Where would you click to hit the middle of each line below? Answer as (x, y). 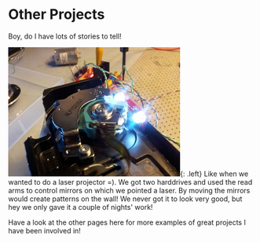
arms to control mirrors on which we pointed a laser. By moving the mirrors (129, 190)
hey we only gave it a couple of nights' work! (81, 207)
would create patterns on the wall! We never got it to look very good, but (125, 199)
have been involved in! (44, 230)
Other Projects (57, 15)
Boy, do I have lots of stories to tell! (65, 36)
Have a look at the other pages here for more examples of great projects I (127, 222)
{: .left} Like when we (214, 174)
